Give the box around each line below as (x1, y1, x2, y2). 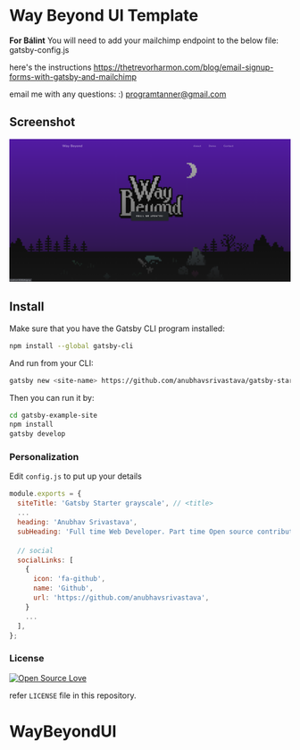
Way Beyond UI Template (9, 5, 199, 26)
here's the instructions (9, 62, 92, 72)
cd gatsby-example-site (9, 411, 98, 420)
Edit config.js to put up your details (9, 471, 143, 482)
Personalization (9, 451, 79, 464)
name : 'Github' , (32, 584, 94, 593)
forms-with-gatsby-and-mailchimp (9, 71, 137, 81)
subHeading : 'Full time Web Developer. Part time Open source (17, 527, 254, 536)
